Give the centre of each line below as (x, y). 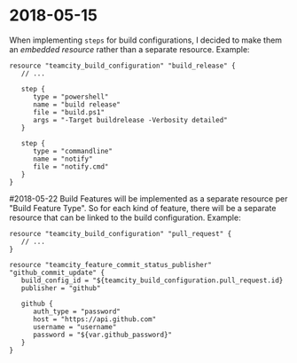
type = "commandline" (73, 151)
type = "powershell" (70, 97)
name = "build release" (77, 104)
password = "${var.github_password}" (102, 335)
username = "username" (74, 327)
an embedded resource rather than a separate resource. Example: (129, 49)
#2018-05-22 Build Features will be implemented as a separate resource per (148, 198)
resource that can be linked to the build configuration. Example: (125, 217)
